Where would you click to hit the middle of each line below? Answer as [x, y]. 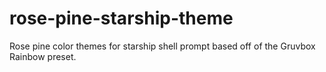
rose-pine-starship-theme [121, 18]
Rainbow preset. [43, 56]
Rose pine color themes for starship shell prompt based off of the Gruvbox [162, 46]
